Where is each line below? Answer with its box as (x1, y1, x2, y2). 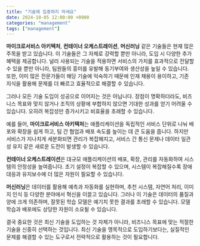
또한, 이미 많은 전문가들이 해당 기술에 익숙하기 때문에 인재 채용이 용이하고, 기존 (6, 72, 189, 80)
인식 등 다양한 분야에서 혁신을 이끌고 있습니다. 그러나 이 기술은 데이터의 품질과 (12, 191, 194, 198)
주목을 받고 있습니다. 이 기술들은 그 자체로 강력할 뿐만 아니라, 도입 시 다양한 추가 (6, 50, 192, 57)
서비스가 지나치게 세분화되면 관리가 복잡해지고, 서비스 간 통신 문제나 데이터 (6, 135, 180, 142)
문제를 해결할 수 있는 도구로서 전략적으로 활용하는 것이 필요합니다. (6, 233, 159, 241)
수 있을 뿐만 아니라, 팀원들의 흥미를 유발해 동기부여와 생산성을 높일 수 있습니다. (6, 65, 189, 72)
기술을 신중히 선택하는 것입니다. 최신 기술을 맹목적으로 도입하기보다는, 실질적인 (6, 226, 190, 233)
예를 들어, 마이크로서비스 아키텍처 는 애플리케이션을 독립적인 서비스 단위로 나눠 (6, 120, 188, 127)
